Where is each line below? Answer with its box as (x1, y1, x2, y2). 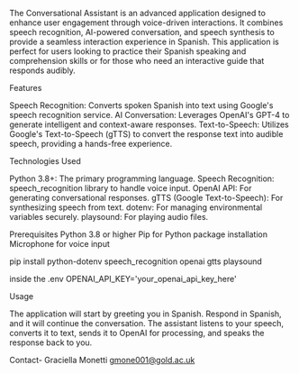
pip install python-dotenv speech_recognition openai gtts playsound (9, 256, 263, 267)
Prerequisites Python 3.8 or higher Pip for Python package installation (9, 229, 268, 240)
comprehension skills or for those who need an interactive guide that (9, 56, 265, 66)
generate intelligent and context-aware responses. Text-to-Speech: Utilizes (9, 119, 290, 130)
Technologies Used (9, 156, 81, 166)
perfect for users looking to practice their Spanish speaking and (9, 46, 247, 57)
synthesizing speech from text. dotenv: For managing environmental (9, 202, 263, 213)
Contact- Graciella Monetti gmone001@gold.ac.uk (9, 355, 195, 365)
